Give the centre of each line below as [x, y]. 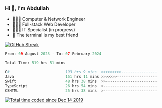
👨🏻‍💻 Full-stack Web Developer [44, 24]
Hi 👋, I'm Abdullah [27, 8]
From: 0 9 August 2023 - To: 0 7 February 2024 [53, 54]
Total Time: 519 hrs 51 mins [35, 63]
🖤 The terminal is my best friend [45, 35]
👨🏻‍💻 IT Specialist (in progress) [44, 30]
